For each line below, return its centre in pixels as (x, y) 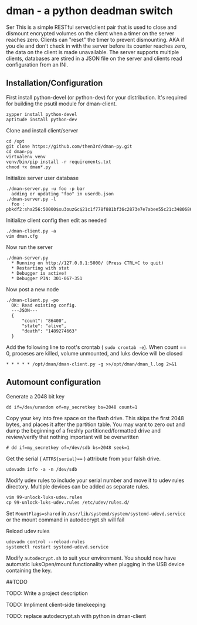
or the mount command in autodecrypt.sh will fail (65, 520)
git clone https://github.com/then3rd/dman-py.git (69, 146)
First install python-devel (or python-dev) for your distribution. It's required (96, 97)
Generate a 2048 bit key (35, 396)
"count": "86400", (44, 321)
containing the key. (29, 570)
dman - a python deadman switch (89, 11)
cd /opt (16, 141)
